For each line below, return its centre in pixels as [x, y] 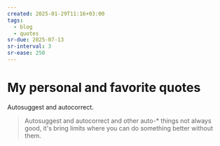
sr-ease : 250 [26, 53]
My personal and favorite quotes [104, 88]
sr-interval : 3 [29, 46]
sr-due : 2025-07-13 [36, 40]
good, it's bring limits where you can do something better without [119, 128]
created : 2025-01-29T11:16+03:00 [56, 14]
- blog [23, 27]
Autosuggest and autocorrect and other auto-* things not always [118, 121]
